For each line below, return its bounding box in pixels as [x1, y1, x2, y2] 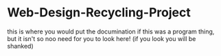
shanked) [7, 42, 34, 50]
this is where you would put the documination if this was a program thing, [7, 27, 215, 36]
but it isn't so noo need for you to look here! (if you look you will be [7, 34, 196, 42]
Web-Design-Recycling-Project [7, 5, 191, 20]
